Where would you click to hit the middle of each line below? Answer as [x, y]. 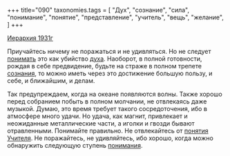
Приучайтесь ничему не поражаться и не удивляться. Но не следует [109, 51]
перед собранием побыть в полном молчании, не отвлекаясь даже [107, 101]
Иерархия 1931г [30, 38]
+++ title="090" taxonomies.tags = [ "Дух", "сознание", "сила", [98, 10]
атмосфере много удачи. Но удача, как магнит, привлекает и [97, 116]
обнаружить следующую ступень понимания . [75, 145]
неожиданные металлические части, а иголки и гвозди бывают [101, 123]
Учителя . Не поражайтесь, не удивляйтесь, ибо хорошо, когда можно [111, 138]
